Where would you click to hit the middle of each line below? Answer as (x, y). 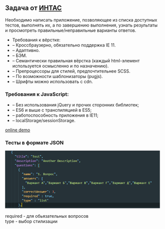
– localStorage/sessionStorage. (44, 121)
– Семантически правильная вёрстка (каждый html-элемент (76, 60)
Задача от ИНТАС (34, 8)
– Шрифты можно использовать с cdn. (53, 81)
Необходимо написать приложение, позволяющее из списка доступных (81, 20)
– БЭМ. (19, 55)
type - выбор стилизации (31, 221)
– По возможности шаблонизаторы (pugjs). (57, 76)
